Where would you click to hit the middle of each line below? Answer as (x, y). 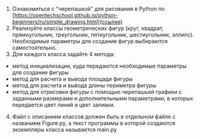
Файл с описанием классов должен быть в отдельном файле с (94, 116)
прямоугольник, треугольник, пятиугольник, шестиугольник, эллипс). (103, 35)
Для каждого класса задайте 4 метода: (64, 54)
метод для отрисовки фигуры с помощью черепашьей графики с (97, 92)
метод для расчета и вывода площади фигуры (72, 79)
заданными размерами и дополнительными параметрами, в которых (102, 98)
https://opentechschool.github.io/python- (66, 15)
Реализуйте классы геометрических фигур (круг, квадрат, (88, 28)
